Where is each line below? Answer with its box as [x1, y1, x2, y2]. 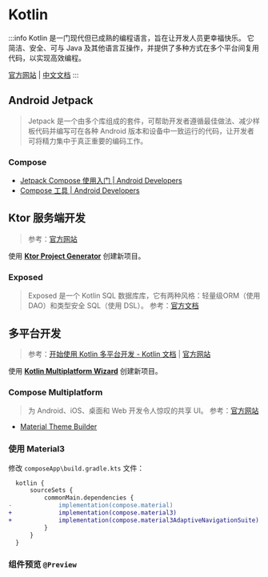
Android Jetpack [8, 94, 94, 107]
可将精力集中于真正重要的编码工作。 [27, 136, 148, 146]
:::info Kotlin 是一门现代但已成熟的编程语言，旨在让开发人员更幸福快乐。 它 [8, 33, 254, 42]
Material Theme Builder [19, 422, 98, 431]
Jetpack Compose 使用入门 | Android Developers [19, 176, 182, 186]
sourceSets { [29, 487, 74, 495]
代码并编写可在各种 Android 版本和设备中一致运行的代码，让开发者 [34, 126, 254, 135]
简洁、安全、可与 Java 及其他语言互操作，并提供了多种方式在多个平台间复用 [8, 42, 260, 53]
